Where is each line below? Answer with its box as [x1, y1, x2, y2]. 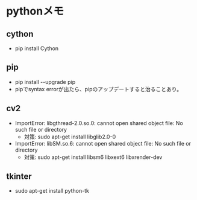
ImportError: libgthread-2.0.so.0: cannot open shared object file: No [14, 119, 184, 126]
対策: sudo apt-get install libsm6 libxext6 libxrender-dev [23, 153, 163, 161]
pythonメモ [6, 4, 64, 18]
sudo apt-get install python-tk [14, 187, 89, 195]
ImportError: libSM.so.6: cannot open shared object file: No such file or [14, 140, 192, 147]
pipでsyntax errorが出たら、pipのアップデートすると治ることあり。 [14, 85, 183, 92]
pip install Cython [14, 45, 59, 52]
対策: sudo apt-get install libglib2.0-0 [23, 133, 116, 140]
